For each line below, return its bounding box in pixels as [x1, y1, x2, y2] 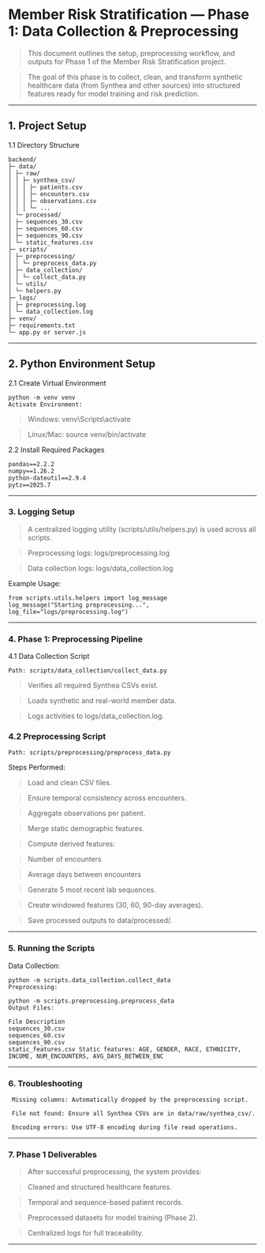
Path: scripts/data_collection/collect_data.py [8, 667, 168, 675]
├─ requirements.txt [8, 322, 77, 329]
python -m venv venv [8, 393, 77, 401]
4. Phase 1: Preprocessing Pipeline [8, 634, 144, 645]
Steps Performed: [8, 762, 65, 772]
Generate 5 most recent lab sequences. [27, 885, 156, 894]
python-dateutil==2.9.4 [8, 474, 87, 482]
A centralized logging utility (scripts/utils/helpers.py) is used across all [27, 524, 256, 534]
